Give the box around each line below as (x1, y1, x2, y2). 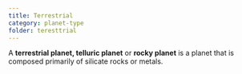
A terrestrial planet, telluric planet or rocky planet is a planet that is (8, 49, 235, 58)
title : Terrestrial (8, 11, 74, 20)
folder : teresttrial (8, 26, 78, 34)
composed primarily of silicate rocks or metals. (8, 56, 163, 66)
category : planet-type (8, 19, 84, 27)
